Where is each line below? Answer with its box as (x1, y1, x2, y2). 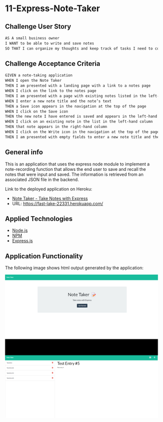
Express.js (12, 238, 33, 244)
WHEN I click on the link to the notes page (5, 89, 97, 93)
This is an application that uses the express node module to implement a (5, 161, 150, 167)
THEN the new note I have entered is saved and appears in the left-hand (5, 114, 158, 119)
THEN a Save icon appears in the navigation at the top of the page (5, 104, 147, 109)
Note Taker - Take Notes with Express (12, 195, 88, 201)
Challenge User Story (5, 22, 71, 31)
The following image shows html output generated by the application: (5, 265, 144, 271)
